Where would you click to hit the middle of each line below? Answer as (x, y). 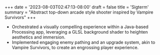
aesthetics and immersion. (38, 37)
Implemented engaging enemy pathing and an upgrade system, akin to (83, 42)
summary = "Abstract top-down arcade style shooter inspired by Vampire (79, 12)
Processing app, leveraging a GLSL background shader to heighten (80, 32)
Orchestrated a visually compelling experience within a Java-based (80, 27)
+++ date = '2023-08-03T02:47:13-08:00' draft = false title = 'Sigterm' (77, 7)
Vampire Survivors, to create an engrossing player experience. (75, 47)
